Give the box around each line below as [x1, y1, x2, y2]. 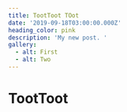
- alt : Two [15, 56, 51, 64]
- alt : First [15, 48, 58, 56]
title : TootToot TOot [8, 11, 80, 20]
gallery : [8, 41, 37, 49]
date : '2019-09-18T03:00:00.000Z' [8, 19, 122, 27]
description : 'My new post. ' [8, 33, 108, 42]
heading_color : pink [8, 26, 77, 34]
